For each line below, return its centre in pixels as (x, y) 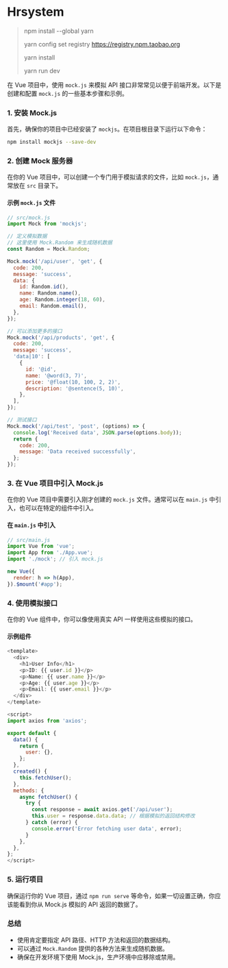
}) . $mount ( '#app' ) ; (35, 584)
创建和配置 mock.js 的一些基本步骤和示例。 (67, 93)
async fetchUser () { (49, 797)
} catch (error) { (51, 823)
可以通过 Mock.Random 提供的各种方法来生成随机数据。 (93, 948)
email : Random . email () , (53, 306)
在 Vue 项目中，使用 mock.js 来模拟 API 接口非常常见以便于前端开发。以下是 (114, 85)
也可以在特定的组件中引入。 (58, 508)
